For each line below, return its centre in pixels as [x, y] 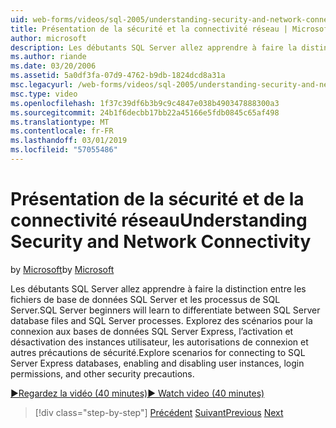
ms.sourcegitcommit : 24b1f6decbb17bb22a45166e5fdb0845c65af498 [145, 112]
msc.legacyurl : [42, 85]
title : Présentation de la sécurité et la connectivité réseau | [149, 29]
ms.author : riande [48, 57]
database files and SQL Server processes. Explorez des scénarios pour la [161, 320]
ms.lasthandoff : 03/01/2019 [69, 141]
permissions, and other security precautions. [102, 373]
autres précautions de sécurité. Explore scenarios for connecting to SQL [158, 352]
